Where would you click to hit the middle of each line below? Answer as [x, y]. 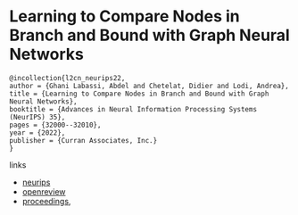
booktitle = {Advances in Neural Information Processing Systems [133, 109]
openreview [44, 191]
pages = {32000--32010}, [55, 125]
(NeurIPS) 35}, [37, 117]
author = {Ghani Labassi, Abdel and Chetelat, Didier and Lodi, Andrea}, [149, 86]
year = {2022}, [37, 132]
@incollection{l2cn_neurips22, [67, 78]
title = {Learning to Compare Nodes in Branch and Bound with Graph [139, 94]
